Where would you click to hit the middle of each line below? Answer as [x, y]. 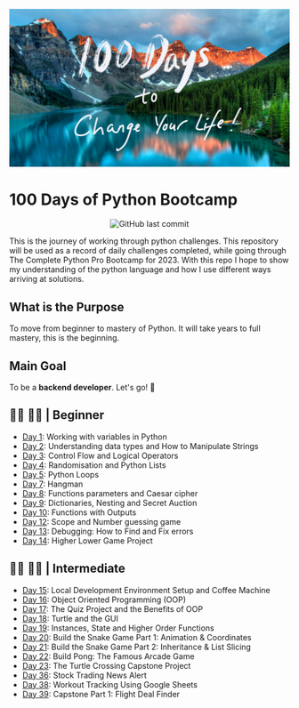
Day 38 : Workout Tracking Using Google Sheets [110, 684]
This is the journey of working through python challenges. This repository [144, 241]
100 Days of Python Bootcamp [124, 199]
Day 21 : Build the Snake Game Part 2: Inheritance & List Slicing [137, 647]
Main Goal [38, 366]
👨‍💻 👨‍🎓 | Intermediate [68, 569]
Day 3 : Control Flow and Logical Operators [100, 455]
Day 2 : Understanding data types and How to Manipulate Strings [140, 446]
